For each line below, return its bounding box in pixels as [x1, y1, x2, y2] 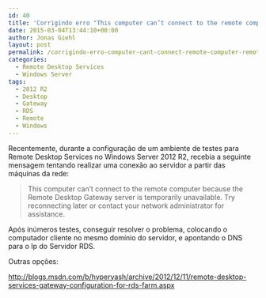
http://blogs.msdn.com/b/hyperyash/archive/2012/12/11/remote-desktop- [8, 272, 247, 281]
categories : [8, 56, 47, 64]
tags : [8, 77, 26, 85]
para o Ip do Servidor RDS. [8, 241, 96, 251]
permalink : [8, 48, 44, 56]
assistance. [27, 209, 66, 218]
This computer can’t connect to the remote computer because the [27, 183, 244, 194]
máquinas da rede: [8, 168, 70, 178]
